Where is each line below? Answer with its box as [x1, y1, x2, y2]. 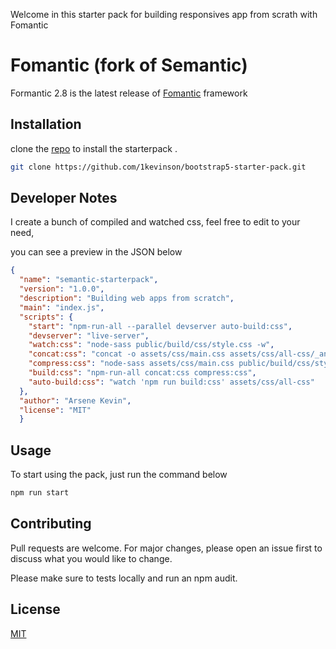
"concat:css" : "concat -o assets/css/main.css [28, 349, 226, 359]
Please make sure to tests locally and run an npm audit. [10, 572, 238, 584]
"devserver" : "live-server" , [28, 330, 150, 341]
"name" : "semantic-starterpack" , [19, 275, 159, 285]
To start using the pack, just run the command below [10, 469, 228, 481]
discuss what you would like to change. [10, 552, 173, 564]
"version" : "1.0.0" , [19, 284, 105, 294]
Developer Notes [10, 190, 118, 207]
